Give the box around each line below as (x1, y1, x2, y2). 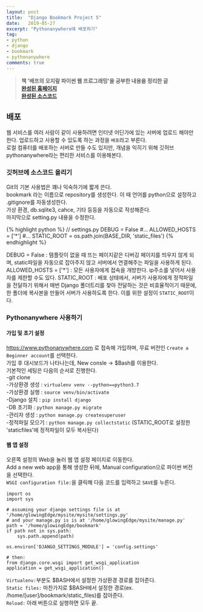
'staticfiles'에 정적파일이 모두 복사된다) (6, 426, 99, 434)
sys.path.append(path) (17, 533, 75, 539)
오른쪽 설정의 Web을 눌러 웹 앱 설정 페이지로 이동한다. (6, 456, 134, 463)
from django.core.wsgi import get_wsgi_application (6, 559, 139, 566)
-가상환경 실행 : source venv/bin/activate (6, 388, 110, 395)
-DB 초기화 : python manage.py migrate (6, 403, 102, 411)
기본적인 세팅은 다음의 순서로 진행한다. (6, 366, 97, 374)
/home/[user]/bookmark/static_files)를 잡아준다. (6, 591, 124, 599)
